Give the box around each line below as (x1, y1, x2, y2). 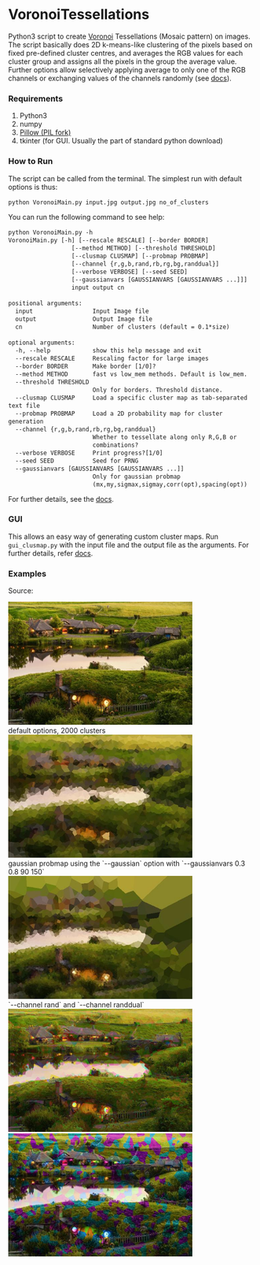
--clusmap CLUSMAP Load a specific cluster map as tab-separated (15, 394, 247, 402)
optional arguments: (8, 339, 76, 347)
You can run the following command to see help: (8, 212, 165, 221)
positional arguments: (8, 299, 82, 307)
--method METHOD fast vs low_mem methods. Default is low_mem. (15, 370, 247, 378)
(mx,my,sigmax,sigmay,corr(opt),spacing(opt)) (92, 480, 247, 488)
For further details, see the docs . (8, 494, 114, 503)
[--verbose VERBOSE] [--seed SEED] (71, 268, 189, 276)
